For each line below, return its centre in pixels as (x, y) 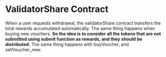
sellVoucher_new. (23, 49)
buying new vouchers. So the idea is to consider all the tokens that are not (83, 33)
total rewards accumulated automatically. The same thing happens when (80, 28)
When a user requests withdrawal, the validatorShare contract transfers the (83, 23)
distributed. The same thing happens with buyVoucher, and (67, 44)
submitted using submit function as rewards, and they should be (74, 39)
